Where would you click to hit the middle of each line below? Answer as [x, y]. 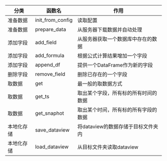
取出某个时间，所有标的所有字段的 [117, 110]
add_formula [50, 55]
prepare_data [50, 29]
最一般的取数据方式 [100, 84]
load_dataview [52, 147]
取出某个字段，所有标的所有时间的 [117, 93]
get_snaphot [50, 113]
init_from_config [54, 20]
